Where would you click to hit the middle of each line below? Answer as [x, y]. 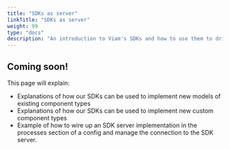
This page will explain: [38, 83]
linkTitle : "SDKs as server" [49, 20]
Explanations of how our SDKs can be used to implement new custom [115, 111]
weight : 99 [23, 26]
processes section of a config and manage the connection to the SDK [115, 132]
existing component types [54, 103]
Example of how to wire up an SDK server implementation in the [107, 125]
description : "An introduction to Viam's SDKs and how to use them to [110, 39]
